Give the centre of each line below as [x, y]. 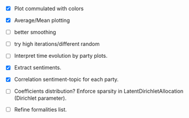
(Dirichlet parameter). [40, 98]
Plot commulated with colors [49, 9]
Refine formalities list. [40, 109]
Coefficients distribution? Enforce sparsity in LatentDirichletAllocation [99, 91]
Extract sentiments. [38, 68]
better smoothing [35, 32]
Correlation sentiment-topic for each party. [66, 80]
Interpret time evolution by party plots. [61, 56]
